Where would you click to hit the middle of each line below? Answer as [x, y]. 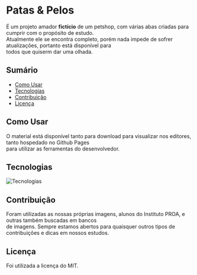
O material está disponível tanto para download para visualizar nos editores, [98, 136]
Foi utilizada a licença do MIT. [42, 266]
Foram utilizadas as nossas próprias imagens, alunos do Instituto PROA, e [96, 214]
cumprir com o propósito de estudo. [50, 32]
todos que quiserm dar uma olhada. [49, 51]
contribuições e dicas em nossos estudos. [58, 233]
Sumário [22, 71]
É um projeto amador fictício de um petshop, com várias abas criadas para [98, 27]
